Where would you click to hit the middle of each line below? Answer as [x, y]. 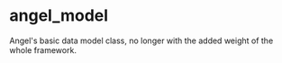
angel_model [59, 16]
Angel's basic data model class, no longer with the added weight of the [141, 40]
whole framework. [43, 49]
